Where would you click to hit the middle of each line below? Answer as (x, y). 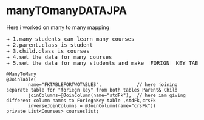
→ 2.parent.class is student (49, 45)
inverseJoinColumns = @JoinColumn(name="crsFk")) (92, 106)
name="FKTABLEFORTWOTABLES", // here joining (103, 85)
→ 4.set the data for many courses (59, 57)
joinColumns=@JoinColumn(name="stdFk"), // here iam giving (107, 95)
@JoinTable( (21, 79)
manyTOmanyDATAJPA (67, 11)
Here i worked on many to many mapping (58, 27)
